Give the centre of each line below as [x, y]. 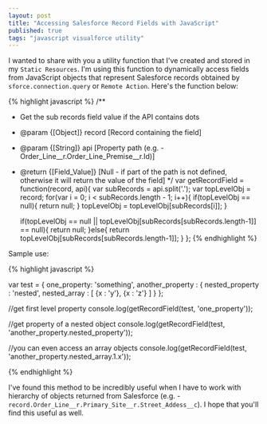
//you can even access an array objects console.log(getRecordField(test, [128, 348]
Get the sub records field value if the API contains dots [110, 117]
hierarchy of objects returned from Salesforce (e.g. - [94, 396]
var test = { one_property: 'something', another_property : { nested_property [133, 285]
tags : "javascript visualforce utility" [77, 38]
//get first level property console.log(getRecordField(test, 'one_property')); [131, 309]
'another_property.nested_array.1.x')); [70, 357]
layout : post [30, 16]
